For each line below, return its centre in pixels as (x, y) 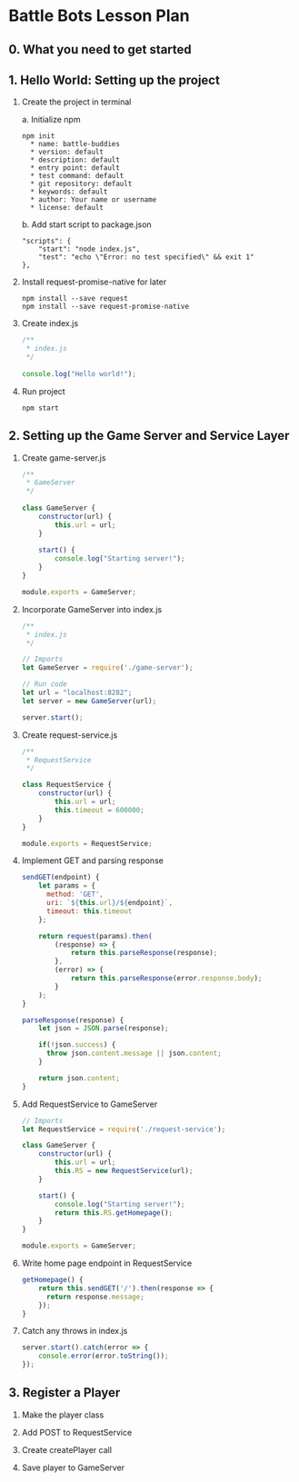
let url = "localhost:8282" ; (77, 693)
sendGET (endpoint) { (60, 878)
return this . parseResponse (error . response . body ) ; (166, 979)
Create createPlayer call (67, 1449)
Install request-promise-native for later (94, 282)
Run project (43, 391)
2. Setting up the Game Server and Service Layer (149, 436)
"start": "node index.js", (90, 249)
